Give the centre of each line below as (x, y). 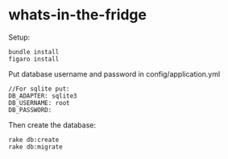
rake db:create (34, 140)
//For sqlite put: (39, 89)
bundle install (34, 52)
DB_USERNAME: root (39, 103)
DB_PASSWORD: (30, 110)
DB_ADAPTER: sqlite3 (43, 96)
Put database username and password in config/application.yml (114, 73)
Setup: (19, 37)
